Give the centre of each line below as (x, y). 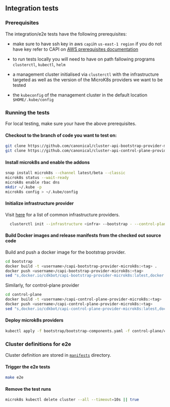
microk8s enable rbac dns (32, 182)
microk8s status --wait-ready (37, 178)
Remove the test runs (28, 389)
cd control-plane (24, 295)
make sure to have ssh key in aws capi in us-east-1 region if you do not (87, 44)
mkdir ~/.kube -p (24, 187)
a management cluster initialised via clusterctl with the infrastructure (86, 74)
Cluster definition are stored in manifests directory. (58, 355)
